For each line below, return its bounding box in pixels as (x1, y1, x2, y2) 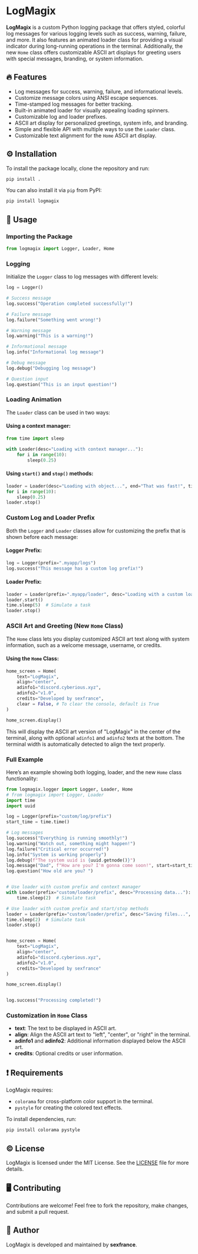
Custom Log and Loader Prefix (6, 514, 95, 522)
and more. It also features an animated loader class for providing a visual (6, 36, 183, 43)
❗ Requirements (6, 1068, 64, 1078)
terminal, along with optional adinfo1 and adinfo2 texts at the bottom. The (6, 734, 185, 741)
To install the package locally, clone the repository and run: (6, 164, 150, 172)
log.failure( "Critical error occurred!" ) (6, 846, 110, 852)
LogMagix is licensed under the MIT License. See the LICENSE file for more (6, 1159, 189, 1166)
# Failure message (6, 311, 51, 317)
